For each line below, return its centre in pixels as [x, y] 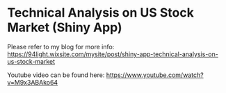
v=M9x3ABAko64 [33, 82]
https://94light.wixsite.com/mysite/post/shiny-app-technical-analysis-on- [113, 54]
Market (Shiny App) [65, 27]
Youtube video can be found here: [56, 75]
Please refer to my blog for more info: [61, 46]
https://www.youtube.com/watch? [155, 75]
